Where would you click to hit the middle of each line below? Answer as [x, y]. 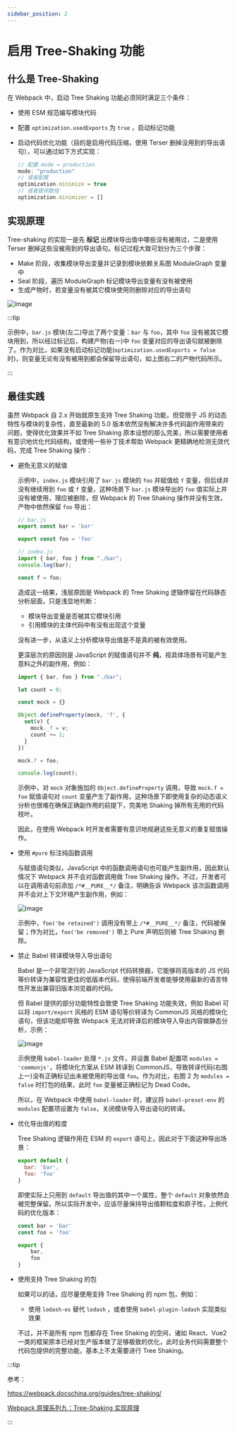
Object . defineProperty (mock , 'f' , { [71, 715]
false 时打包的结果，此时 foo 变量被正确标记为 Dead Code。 [105, 1085]
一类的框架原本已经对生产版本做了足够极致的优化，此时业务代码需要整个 [122, 1342]
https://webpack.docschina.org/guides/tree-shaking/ [85, 1393]
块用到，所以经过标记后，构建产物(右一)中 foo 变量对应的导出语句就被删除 [115, 341]
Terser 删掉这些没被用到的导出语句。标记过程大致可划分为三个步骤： [107, 248]
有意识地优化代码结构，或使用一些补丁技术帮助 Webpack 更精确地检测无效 [115, 441]
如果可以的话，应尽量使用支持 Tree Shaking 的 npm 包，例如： [108, 1294]
